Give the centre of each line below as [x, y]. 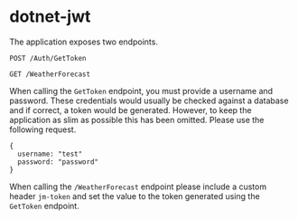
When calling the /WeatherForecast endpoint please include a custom [138, 187]
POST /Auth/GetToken [48, 58]
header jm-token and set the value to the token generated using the [135, 196]
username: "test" [50, 154]
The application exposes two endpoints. [84, 42]
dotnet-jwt [50, 17]
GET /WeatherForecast [50, 74]
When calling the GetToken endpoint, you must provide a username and [141, 91]
